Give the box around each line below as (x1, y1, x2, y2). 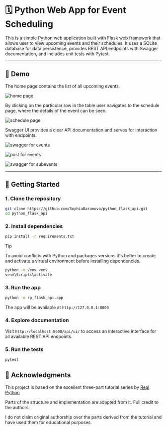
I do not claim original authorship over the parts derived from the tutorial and (5, 414, 162, 420)
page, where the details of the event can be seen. (5, 107, 107, 113)
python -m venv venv (5, 268, 48, 273)
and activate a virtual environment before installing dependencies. (5, 258, 141, 264)
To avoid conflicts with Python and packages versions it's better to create (5, 253, 156, 259)
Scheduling (5, 18, 54, 30)
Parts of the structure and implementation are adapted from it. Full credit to (5, 399, 159, 405)
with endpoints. (5, 132, 37, 138)
